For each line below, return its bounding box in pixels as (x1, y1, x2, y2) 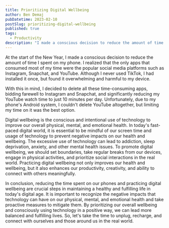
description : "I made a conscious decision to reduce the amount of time (5, 40, 164, 45)
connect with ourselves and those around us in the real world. (5, 218, 134, 224)
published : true (5, 26, 39, 31)
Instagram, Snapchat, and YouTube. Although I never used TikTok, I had (5, 70, 154, 76)
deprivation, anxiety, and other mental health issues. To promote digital (5, 144, 153, 150)
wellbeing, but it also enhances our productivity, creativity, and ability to (5, 165, 155, 171)
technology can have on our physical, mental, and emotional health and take (5, 196, 164, 202)
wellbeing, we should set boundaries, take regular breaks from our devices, (5, 149, 162, 155)
